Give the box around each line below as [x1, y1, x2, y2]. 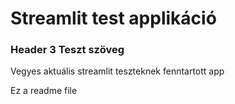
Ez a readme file [10, 85, 78, 97]
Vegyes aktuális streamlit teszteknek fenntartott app [10, 65, 225, 77]
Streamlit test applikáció [10, 7, 217, 30]
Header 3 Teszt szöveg [10, 43, 125, 57]
